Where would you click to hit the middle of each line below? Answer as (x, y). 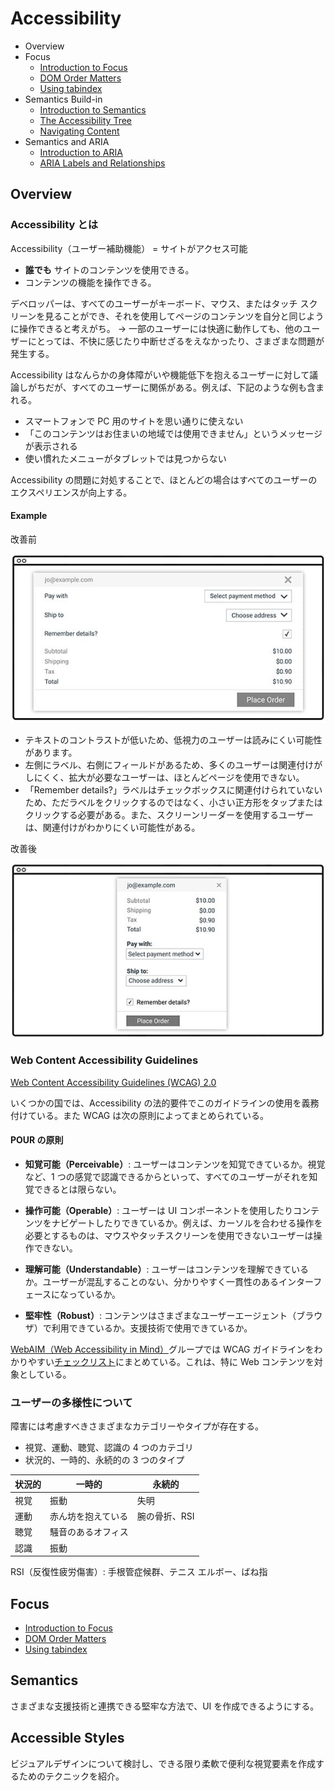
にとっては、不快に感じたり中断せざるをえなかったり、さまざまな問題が (176, 341)
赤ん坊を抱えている (89, 1516)
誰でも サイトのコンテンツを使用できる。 (109, 269)
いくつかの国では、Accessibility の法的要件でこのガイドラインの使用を (156, 1103)
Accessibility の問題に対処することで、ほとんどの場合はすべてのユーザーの (164, 479)
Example (29, 516)
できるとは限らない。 (77, 1189)
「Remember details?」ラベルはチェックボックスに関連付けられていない (173, 789)
